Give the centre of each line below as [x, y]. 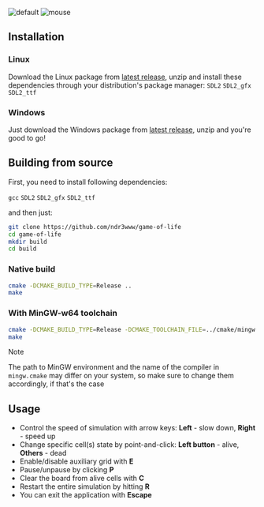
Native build [32, 269]
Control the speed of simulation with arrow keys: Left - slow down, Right [138, 428]
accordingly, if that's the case [56, 384]
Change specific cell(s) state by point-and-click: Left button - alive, [129, 445]
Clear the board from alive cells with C [82, 479]
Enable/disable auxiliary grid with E [76, 461]
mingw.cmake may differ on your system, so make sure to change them [121, 376]
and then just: [30, 212]
